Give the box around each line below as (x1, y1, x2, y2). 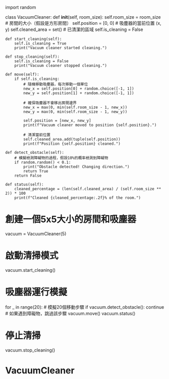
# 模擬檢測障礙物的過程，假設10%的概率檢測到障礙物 (14, 155, 108, 160)
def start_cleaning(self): (5, 36, 62, 41)
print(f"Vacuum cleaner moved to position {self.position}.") (23, 122, 157, 128)
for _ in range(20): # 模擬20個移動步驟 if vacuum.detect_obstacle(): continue (5, 304, 164, 310)
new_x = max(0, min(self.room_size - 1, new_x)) (23, 105, 128, 110)
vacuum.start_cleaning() (5, 267, 56, 273)
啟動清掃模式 (5, 250, 59, 262)
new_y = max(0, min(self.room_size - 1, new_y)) (23, 109, 128, 114)
